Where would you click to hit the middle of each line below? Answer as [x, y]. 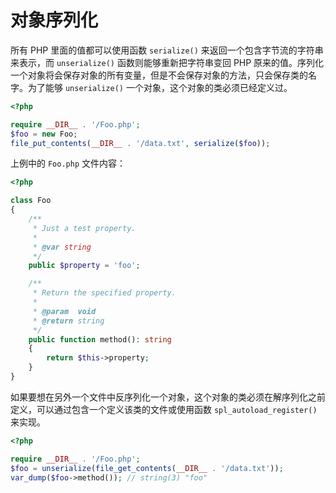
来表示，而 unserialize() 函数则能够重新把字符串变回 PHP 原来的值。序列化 [167, 62]
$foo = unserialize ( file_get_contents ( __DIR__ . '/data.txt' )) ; [147, 468]
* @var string [62, 247]
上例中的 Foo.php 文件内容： [68, 163]
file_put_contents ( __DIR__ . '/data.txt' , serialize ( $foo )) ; [140, 143]
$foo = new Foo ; [44, 134]
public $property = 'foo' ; [84, 266]
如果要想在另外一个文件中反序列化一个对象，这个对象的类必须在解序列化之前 [168, 397]
